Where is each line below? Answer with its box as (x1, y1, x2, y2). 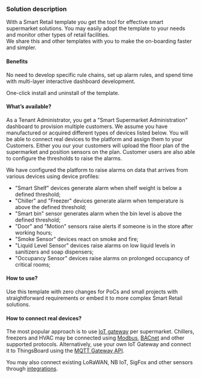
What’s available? (6, 103, 52, 110)
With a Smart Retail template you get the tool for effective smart (6, 19, 164, 26)
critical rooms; (14, 261, 51, 268)
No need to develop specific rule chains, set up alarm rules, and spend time (6, 71, 193, 78)
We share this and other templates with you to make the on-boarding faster (6, 38, 192, 45)
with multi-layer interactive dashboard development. (6, 78, 136, 85)
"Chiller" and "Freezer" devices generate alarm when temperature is (14, 197, 184, 204)
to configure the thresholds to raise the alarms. (6, 154, 122, 162)
